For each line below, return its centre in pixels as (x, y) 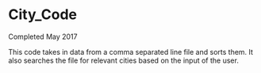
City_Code (43, 15)
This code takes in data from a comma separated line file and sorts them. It (131, 52)
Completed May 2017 (43, 36)
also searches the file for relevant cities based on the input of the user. (124, 60)
